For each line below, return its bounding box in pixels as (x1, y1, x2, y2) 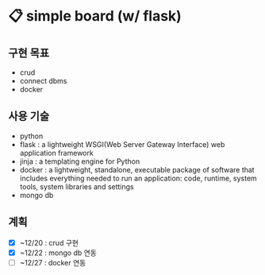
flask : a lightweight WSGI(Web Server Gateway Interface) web (19, 139, 225, 149)
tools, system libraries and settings (19, 181, 134, 192)
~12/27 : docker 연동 (19, 258, 86, 267)
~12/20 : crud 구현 (19, 238, 79, 247)
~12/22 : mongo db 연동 (19, 248, 97, 258)
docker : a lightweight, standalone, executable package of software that (19, 165, 255, 174)
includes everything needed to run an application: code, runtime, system (19, 173, 258, 183)
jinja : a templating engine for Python (19, 157, 140, 166)
